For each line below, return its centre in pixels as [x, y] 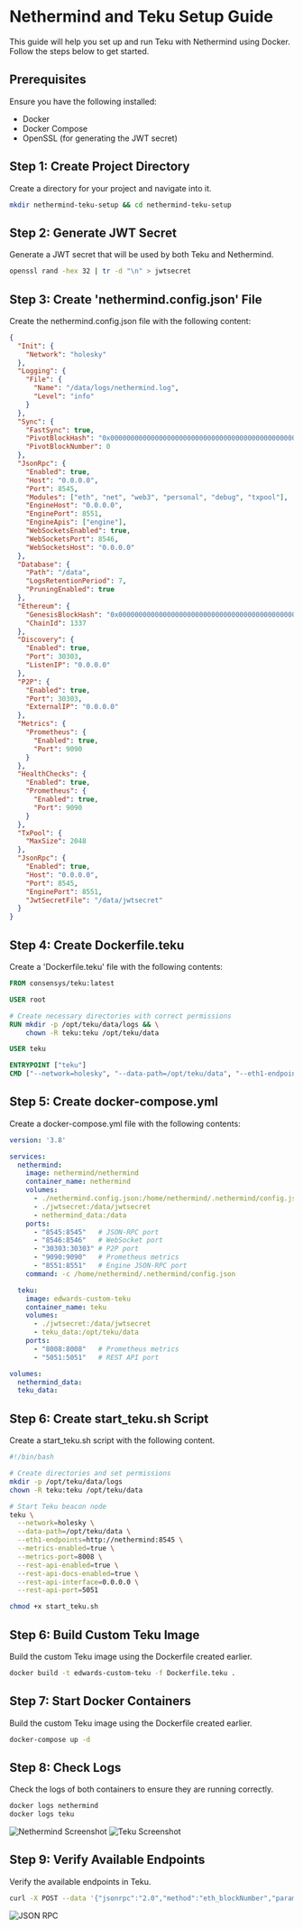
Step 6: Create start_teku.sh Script [109, 1418]
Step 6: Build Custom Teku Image [105, 1635]
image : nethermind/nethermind [83, 1173]
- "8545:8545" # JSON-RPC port [96, 1232]
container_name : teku [66, 1307]
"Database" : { [44, 564]
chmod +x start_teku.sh [54, 1607]
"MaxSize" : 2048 [56, 842]
